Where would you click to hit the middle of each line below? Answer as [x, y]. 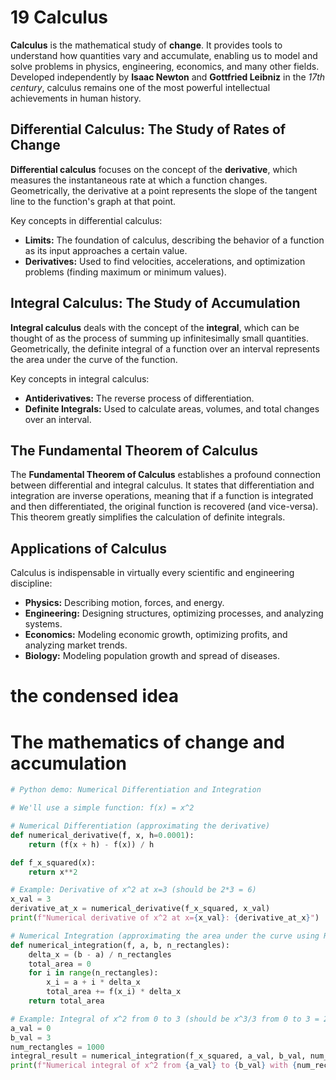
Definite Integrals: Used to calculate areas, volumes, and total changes [172, 408]
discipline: [31, 583]
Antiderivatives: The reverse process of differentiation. [139, 398]
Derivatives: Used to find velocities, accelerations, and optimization [165, 261]
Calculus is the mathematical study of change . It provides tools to [146, 45]
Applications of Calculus [88, 548]
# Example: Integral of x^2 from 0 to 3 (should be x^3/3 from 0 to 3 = [165, 1019]
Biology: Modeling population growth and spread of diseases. [152, 656]
